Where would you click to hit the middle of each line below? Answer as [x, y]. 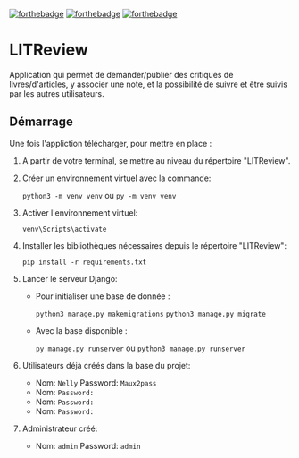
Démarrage [41, 122]
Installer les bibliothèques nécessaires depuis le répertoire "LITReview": [154, 245]
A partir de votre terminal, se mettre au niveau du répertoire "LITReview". [156, 160]
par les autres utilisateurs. [57, 93]
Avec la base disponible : [81, 330]
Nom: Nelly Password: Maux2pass [96, 382]
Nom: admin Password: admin [88, 445]
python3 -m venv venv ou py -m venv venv [99, 195]
